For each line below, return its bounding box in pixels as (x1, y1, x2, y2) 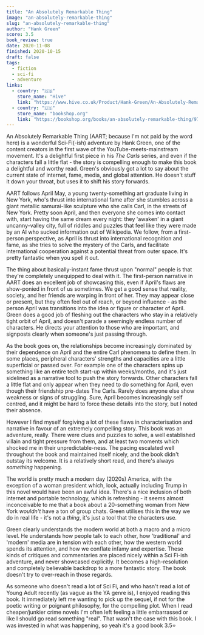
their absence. (6, 407, 42, 414)
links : (6, 83, 23, 89)
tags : (6, 59, 20, 66)
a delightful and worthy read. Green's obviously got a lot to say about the (6, 165, 189, 172)
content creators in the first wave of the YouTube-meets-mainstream (6, 146, 178, 153)
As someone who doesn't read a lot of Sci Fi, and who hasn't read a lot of (6, 583, 190, 590)
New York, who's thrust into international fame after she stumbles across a (6, 196, 193, 203)
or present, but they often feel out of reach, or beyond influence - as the (6, 298, 187, 305)
